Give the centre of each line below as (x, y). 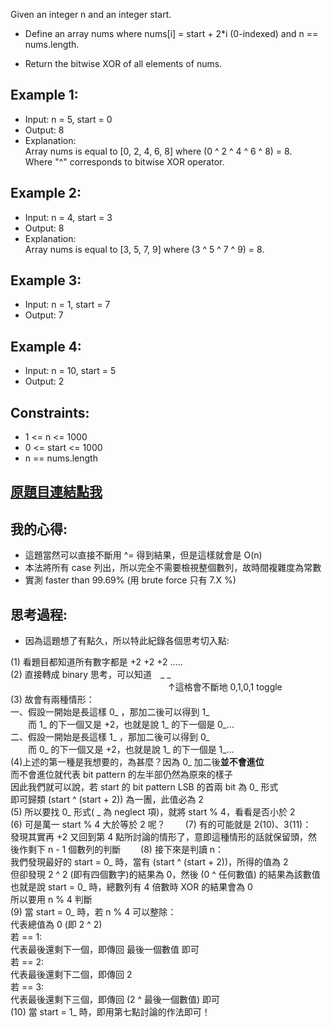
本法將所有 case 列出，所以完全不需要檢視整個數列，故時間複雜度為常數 (173, 568)
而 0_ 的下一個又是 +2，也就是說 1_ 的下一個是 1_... (131, 750)
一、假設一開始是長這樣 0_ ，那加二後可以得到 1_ (110, 712)
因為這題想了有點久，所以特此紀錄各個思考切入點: (127, 641)
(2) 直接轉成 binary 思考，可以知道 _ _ (91, 675)
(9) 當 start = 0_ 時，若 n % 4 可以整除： (93, 912)
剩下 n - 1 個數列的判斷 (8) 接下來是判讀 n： (126, 850)
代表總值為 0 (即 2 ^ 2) (56, 925)
